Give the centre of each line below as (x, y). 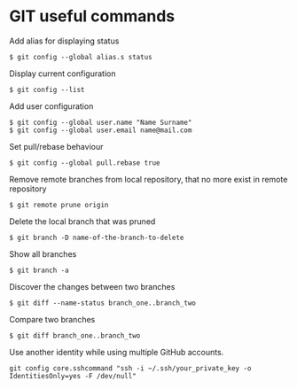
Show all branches (43, 253)
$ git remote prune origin (59, 205)
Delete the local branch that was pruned (82, 221)
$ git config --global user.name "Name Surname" (101, 122)
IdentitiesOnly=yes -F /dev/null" (73, 376)
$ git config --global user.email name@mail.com (101, 130)
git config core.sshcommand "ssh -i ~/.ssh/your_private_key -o (130, 368)
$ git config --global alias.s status (81, 57)
